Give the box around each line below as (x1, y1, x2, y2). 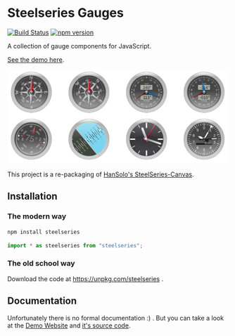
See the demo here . (7, 55, 65, 64)
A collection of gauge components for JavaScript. (7, 41, 152, 50)
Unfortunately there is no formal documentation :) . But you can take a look (7, 314, 224, 322)
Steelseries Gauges (7, 5, 125, 21)
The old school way (7, 259, 75, 269)
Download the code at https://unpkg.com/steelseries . (7, 274, 164, 283)
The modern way (7, 212, 67, 221)
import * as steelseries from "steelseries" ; (7, 242, 143, 249)
